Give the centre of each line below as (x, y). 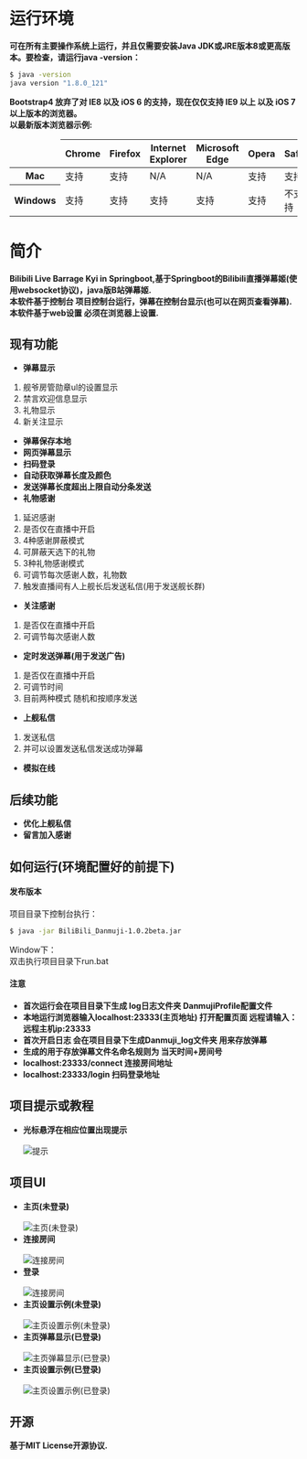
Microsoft (217, 147)
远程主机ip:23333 (57, 1028)
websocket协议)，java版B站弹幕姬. (85, 290)
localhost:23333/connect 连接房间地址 (98, 1063)
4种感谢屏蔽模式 (53, 541)
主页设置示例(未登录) (62, 1303)
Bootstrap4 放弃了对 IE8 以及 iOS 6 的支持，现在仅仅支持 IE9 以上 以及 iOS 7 (153, 102)
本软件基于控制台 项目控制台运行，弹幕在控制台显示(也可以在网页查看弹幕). (151, 301)
